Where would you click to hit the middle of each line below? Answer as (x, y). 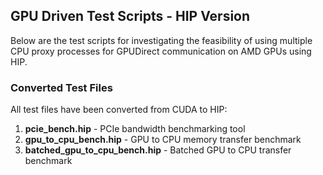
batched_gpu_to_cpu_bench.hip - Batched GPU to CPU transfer (158, 150)
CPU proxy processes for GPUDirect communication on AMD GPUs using (161, 51)
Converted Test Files (61, 87)
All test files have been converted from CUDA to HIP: (119, 110)
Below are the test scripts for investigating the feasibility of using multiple (161, 40)
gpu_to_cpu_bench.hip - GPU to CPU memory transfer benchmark (163, 140)
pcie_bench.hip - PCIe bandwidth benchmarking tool (135, 129)
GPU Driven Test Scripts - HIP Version (130, 16)
